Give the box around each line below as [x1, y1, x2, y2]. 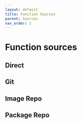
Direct [5, 61, 24, 69]
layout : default [5, 7, 38, 12]
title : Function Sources [5, 12, 56, 17]
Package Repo [5, 111, 50, 119]
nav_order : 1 [5, 21, 32, 26]
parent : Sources [5, 16, 38, 21]
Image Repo [5, 94, 42, 103]
